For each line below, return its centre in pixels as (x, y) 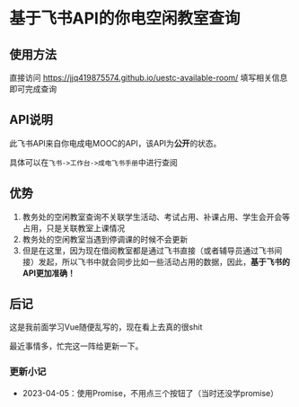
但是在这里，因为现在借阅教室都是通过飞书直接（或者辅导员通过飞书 (148, 250)
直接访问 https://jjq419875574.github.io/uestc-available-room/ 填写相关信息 (149, 78)
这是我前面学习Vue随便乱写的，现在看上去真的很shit (106, 327)
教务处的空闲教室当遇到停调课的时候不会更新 (105, 239)
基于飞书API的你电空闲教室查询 (125, 18)
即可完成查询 (33, 89)
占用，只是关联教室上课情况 (74, 228)
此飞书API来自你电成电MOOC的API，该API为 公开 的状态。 (115, 143)
